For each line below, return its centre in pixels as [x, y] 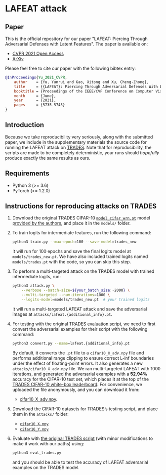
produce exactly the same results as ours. [48, 158]
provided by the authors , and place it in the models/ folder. [71, 223]
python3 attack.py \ [33, 286]
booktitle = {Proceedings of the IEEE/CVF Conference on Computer [84, 91]
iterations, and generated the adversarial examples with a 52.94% [80, 374]
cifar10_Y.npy [34, 429]
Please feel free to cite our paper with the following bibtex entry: [71, 68]
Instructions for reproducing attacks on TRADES [81, 206]
